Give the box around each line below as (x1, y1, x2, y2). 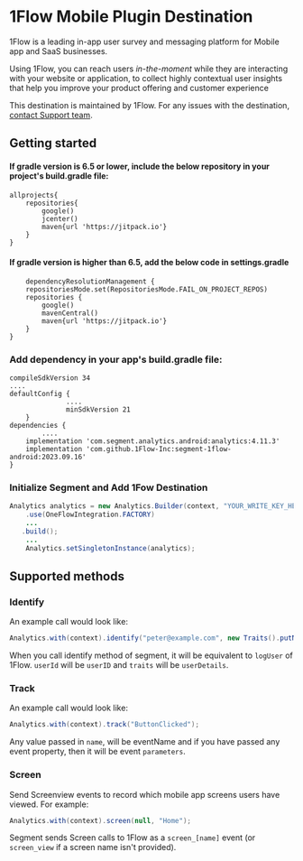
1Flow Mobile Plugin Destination (9, 6, 253, 27)
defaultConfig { (9, 390, 70, 399)
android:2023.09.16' (9, 453, 87, 462)
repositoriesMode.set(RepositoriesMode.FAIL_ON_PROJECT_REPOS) (25, 284, 269, 294)
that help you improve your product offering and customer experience (9, 82, 269, 93)
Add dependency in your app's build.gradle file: (9, 353, 223, 366)
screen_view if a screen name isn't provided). (9, 842, 177, 853)
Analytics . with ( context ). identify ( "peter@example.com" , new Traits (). (9, 634, 280, 643)
